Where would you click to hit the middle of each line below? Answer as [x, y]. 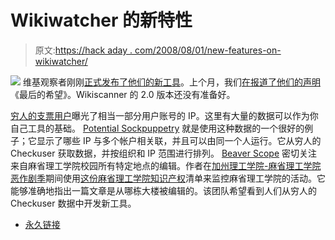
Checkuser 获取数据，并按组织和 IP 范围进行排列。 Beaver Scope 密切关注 [164, 153]
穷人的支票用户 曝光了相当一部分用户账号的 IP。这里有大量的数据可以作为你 [164, 115]
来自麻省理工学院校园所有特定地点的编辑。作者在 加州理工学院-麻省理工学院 [166, 165]
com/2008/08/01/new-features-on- [208, 50]
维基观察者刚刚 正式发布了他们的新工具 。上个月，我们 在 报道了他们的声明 [171, 82]
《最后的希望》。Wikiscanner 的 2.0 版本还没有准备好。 [123, 94]
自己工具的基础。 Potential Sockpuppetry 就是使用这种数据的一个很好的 [157, 128]
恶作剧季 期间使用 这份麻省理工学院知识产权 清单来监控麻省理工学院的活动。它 [168, 178]
